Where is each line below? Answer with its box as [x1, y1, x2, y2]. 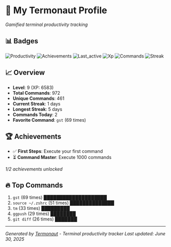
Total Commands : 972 [12, 90, 60, 96]
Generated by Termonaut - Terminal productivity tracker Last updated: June [5, 231, 166, 237]
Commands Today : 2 [12, 112, 58, 118]
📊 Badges [5, 37, 38, 45]
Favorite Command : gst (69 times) [12, 117, 87, 123]
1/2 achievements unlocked [5, 166, 63, 172]
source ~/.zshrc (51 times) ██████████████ [12, 200, 115, 206]
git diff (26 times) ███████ [12, 216, 77, 222]
